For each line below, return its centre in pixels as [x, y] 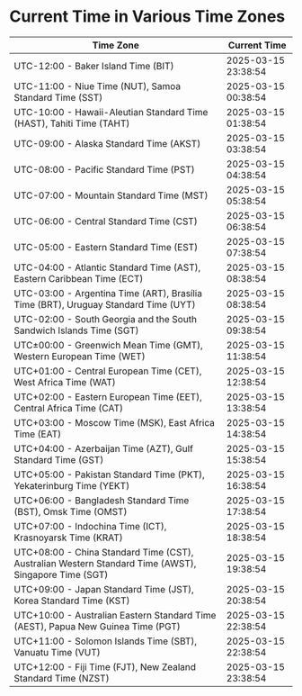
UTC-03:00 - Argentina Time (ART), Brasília [108, 293]
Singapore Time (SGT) [61, 574]
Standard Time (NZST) [62, 678]
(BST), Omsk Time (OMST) [71, 511]
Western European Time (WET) [80, 356]
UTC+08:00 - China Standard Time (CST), [104, 552]
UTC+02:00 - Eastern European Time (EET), [108, 396]
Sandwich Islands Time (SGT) [76, 330]
